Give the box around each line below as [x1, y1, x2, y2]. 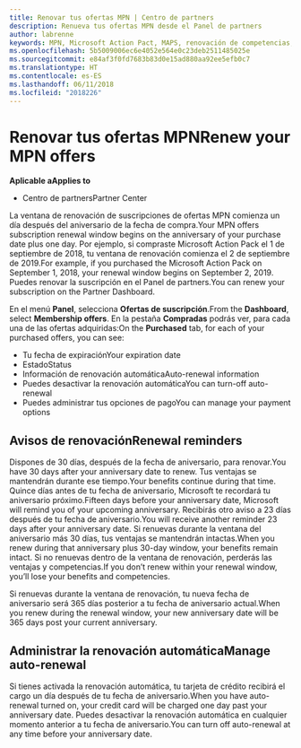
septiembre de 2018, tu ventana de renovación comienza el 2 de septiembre [9, 248, 290, 259]
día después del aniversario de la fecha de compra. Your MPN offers [9, 220, 260, 230]
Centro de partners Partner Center [21, 193, 148, 204]
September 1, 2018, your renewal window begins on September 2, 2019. [9, 267, 274, 278]
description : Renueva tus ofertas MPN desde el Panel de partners [9, 22, 262, 30]
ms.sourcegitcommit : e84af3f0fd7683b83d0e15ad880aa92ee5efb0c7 [9, 55, 251, 64]
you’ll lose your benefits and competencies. [9, 571, 170, 582]
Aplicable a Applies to [9, 176, 91, 187]
